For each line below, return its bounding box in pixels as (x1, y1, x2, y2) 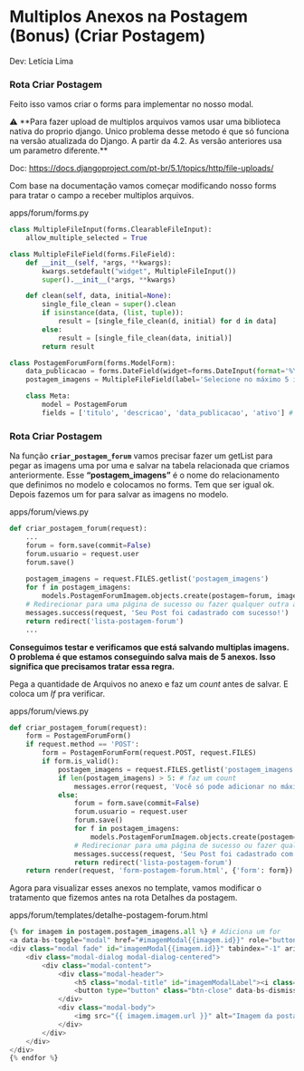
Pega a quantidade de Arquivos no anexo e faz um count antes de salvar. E (9, 678, 289, 690)
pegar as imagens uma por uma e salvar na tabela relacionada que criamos (9, 460, 290, 471)
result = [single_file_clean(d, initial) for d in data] (57, 317, 278, 326)
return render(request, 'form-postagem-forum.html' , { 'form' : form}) (25, 866, 294, 875)
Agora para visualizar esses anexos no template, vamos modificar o (9, 883, 262, 893)
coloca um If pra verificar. (9, 688, 106, 699)
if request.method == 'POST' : (25, 740, 140, 749)
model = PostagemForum (42, 400, 128, 410)
